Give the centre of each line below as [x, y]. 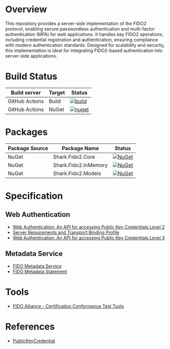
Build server [26, 93]
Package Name [80, 148]
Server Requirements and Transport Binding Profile [66, 232]
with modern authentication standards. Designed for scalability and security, [85, 45]
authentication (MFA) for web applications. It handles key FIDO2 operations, [84, 34]
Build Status [31, 77]
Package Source [28, 148]
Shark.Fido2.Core [74, 157]
